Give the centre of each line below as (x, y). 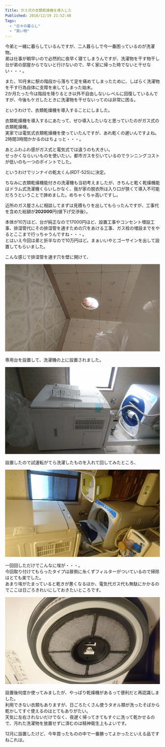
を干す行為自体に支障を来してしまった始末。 (50, 87)
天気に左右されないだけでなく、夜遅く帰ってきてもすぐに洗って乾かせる (78, 717)
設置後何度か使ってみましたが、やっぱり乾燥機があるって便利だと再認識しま (82, 692)
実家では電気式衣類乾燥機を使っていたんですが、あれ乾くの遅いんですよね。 (82, 133)
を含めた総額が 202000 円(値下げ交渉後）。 (48, 212)
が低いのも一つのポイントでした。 (40, 162)
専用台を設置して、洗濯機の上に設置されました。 (55, 360)
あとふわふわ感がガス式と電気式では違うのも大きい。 (59, 149)
